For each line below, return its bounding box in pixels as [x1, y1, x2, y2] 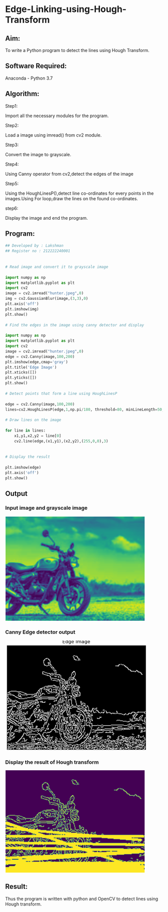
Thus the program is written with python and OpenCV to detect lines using [5, 895, 158, 901]
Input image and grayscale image [5, 505, 88, 512]
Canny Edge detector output [5, 629, 75, 636]
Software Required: [5, 62, 67, 71]
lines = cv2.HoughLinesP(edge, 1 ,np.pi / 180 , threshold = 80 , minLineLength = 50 [5, 407, 162, 412]
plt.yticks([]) [5, 375, 37, 380]
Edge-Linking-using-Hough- [5, 4, 126, 15]
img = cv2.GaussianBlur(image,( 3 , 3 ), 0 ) [5, 296, 88, 301]
